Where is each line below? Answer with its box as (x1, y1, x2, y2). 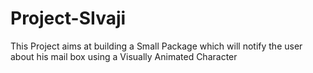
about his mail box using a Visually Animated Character (10, 50, 238, 62)
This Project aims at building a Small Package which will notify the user (10, 40, 303, 52)
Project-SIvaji (10, 7, 127, 30)
